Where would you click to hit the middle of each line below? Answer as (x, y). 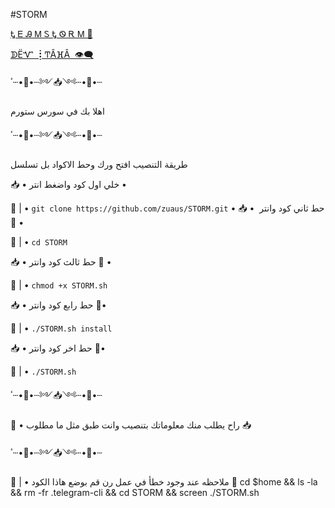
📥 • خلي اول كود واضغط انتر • (68, 184)
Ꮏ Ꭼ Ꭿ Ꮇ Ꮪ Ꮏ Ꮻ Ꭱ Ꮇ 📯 (51, 33)
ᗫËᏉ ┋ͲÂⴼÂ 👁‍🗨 (52, 54)
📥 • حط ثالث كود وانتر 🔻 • (61, 262)
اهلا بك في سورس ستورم (57, 111)
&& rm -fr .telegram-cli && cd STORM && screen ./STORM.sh (135, 492)
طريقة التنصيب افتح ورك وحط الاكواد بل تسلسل (99, 164)
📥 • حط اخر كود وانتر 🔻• (58, 348)
